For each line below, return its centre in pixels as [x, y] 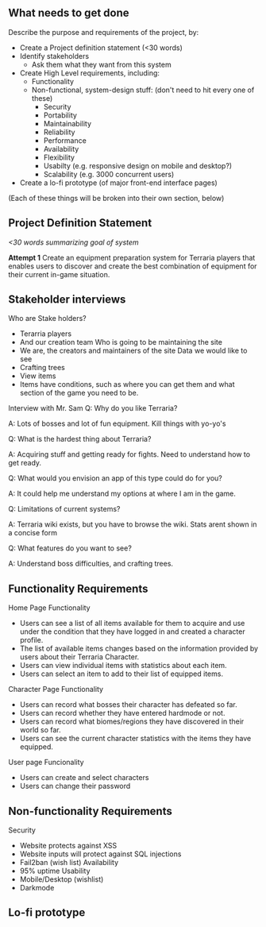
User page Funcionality [46, 763]
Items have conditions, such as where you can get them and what [127, 384]
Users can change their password [75, 786]
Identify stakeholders [54, 56]
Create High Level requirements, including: [90, 73]
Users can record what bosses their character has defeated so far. [128, 705]
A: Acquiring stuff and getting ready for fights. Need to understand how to [129, 454]
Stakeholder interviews [67, 300]
